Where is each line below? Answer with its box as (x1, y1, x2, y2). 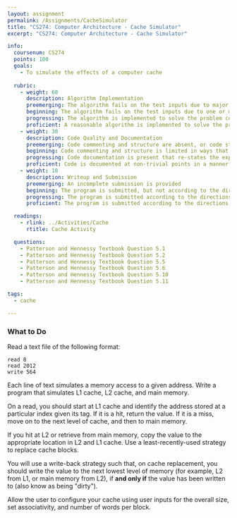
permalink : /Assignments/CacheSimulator (7, 17, 128, 24)
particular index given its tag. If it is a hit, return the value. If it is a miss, (7, 409, 214, 418)
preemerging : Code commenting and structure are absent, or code (25, 141, 222, 148)
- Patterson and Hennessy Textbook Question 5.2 (20, 252, 166, 259)
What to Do (7, 326, 47, 336)
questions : (13, 238, 46, 245)
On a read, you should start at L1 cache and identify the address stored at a (7, 402, 226, 410)
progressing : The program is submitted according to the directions (25, 193, 232, 201)
